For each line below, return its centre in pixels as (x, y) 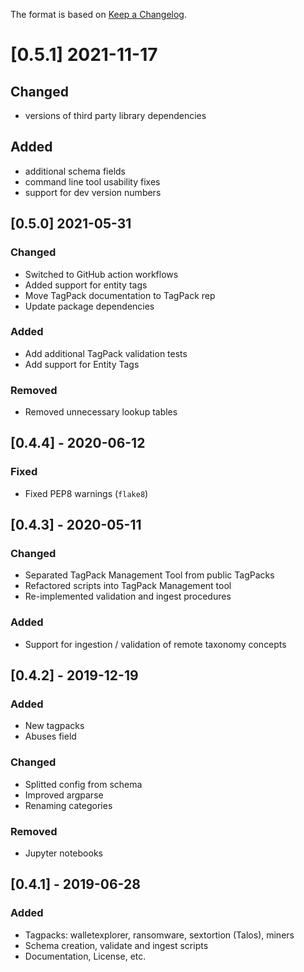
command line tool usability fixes (92, 181)
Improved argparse (64, 795)
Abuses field (50, 736)
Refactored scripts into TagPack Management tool (128, 586)
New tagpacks (54, 726)
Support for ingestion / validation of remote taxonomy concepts (155, 644)
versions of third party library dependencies (115, 115)
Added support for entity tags (86, 285)
